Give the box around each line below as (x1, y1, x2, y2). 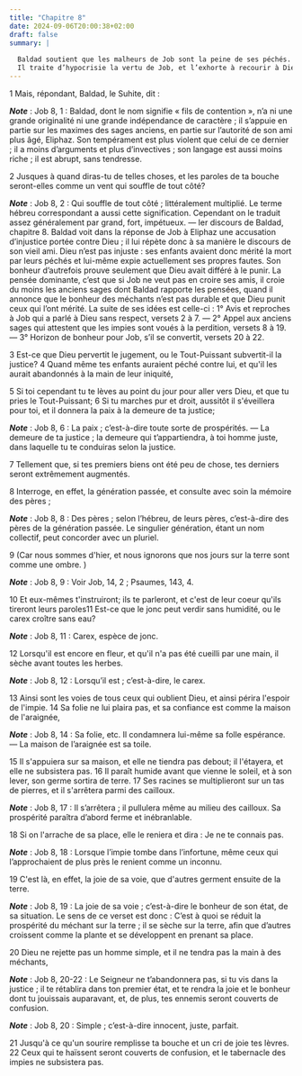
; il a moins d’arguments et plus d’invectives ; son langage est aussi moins (9, 143, 283, 154)
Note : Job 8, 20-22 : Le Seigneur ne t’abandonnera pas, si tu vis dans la (9, 973, 279, 984)
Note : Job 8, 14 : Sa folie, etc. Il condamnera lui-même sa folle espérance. (9, 728, 286, 739)
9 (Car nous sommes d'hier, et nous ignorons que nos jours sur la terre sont (9, 549, 290, 560)
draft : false (9, 30, 58, 39)
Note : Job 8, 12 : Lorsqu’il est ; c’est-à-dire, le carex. (9, 674, 206, 685)
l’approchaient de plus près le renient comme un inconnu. (9, 856, 223, 867)
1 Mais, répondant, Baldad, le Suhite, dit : (9, 87, 160, 99)
